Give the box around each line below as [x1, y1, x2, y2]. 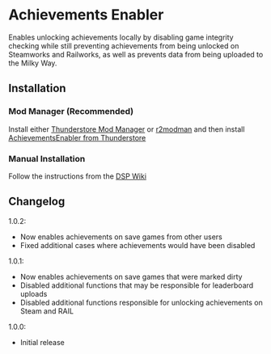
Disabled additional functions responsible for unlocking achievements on [19, 297, 263, 307]
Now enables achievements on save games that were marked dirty [19, 272, 243, 281]
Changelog [8, 195, 66, 209]
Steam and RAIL [19, 306, 74, 316]
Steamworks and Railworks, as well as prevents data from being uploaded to [8, 49, 264, 59]
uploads [19, 289, 48, 298]
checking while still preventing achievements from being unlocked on [8, 40, 239, 50]
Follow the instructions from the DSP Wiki [8, 171, 147, 181]
